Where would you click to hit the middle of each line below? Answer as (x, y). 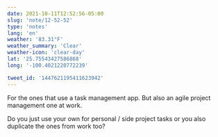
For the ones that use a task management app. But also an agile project (109, 97)
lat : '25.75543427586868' (44, 59)
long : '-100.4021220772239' (48, 65)
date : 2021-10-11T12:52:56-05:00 (56, 14)
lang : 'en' (23, 33)
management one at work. (45, 105)
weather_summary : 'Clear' (44, 46)
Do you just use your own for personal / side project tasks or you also (107, 118)
